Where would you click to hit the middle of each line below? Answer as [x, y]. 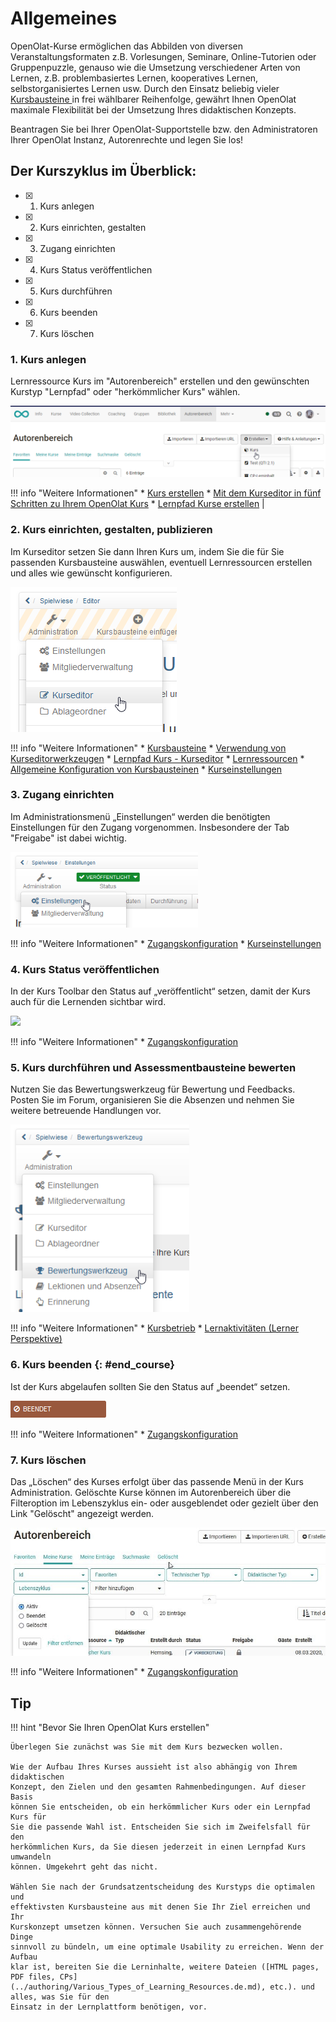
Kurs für [28, 1817]
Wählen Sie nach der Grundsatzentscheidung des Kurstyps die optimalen [162, 1887]
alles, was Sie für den [60, 1997]
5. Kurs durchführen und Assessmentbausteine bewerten [153, 1068]
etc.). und [292, 1987]
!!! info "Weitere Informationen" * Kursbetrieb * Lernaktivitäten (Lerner [154, 1328]
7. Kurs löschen [48, 1460]
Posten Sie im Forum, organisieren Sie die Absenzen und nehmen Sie [152, 1100]
